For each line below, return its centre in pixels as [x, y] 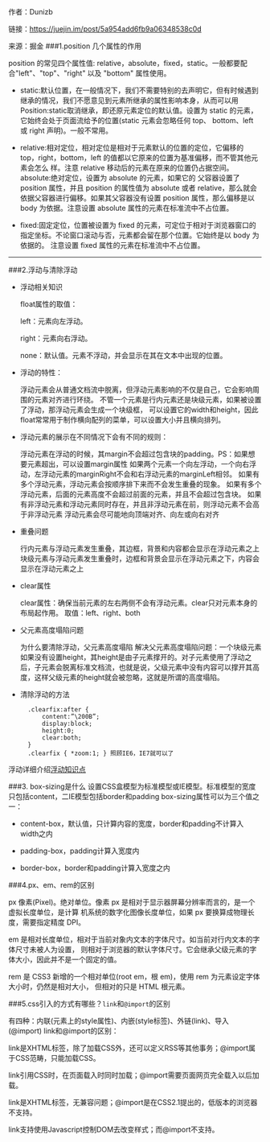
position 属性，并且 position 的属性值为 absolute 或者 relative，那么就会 [138, 188]
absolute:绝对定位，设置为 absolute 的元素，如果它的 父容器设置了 [130, 178]
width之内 [37, 834]
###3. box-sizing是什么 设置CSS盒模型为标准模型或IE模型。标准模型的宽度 [132, 786]
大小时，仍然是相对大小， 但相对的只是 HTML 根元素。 [99, 987]
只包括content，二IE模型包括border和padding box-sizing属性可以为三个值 [131, 796]
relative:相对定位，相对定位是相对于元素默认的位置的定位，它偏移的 [132, 148]
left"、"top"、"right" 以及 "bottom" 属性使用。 [95, 73]
